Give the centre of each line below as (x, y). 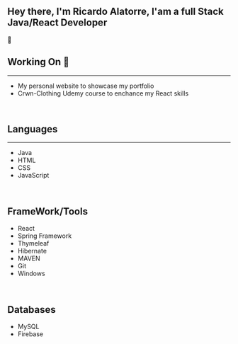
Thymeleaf (33, 243)
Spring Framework (45, 236)
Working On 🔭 (38, 62)
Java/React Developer (57, 23)
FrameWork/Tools (48, 211)
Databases (32, 310)
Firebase (30, 334)
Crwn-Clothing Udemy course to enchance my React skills (103, 93)
